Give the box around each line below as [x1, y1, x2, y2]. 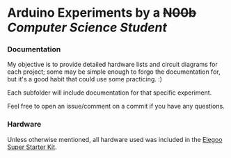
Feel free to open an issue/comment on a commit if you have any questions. [7, 102, 225, 111]
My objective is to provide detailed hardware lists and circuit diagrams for [7, 61, 218, 69]
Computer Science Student [7, 19, 167, 35]
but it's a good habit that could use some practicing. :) [7, 75, 162, 84]
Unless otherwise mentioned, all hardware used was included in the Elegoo [7, 135, 223, 143]
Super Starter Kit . [7, 143, 57, 151]
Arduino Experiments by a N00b [7, 5, 197, 21]
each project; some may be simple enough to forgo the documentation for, [7, 68, 221, 76]
